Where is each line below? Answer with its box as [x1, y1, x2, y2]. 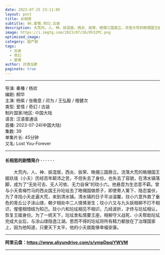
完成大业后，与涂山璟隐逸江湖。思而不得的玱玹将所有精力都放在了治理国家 [5, 218, 156, 224]
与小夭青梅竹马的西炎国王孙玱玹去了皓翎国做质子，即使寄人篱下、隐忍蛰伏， [5, 188, 160, 194]
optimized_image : [5, 35, 41, 40]
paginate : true [5, 67, 36, 72]
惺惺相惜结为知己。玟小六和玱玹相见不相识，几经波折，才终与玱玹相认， [13, 206, 160, 212]
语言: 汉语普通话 [5, 116, 38, 122]
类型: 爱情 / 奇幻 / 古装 [5, 104, 50, 110]
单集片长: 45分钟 [5, 135, 39, 140]
